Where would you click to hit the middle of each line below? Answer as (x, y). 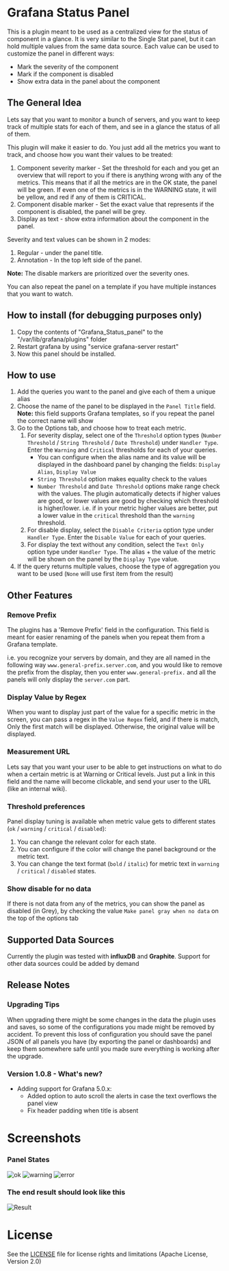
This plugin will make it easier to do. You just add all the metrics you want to (114, 147)
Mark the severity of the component (68, 66)
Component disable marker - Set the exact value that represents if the (116, 204)
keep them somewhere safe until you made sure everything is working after (113, 1049)
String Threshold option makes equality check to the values (122, 479)
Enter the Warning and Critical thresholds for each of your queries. (122, 450)
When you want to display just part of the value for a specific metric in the (111, 712)
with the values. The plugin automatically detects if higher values (129, 494)
